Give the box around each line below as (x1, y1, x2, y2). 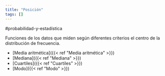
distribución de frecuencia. (5, 40, 61, 46)
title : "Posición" (5, 7, 43, 12)
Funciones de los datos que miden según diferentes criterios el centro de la (5, 35, 161, 41)
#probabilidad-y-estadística (5, 25, 62, 31)
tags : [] (5, 12, 23, 17)
